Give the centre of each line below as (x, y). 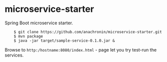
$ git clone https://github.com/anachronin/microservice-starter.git (88, 32)
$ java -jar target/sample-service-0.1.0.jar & (64, 41)
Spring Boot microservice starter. (39, 23)
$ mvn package (28, 36)
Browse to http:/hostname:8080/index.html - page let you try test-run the (81, 50)
